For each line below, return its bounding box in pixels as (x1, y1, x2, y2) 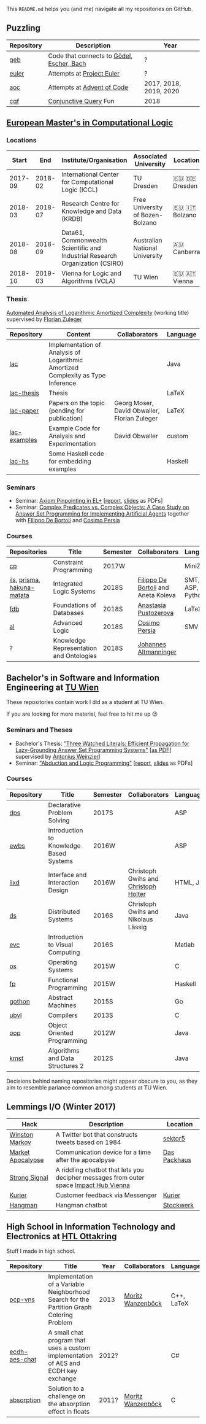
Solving (48, 816, 70, 824)
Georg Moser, (114, 398, 154, 407)
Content (66, 330, 91, 338)
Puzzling (6, 23, 41, 33)
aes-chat (9, 1355, 37, 1364)
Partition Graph (48, 1303, 92, 1312)
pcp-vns (9, 1295, 35, 1304)
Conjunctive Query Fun (48, 96, 115, 105)
